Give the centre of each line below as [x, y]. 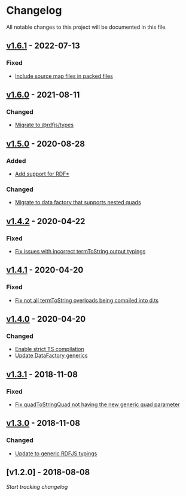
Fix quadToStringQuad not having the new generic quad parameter [97, 404]
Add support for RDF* [42, 174]
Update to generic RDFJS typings [56, 453]
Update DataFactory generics [51, 356]
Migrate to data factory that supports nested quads [78, 202]
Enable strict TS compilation [50, 349]
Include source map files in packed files [64, 76]
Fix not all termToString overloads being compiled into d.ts [87, 300]
